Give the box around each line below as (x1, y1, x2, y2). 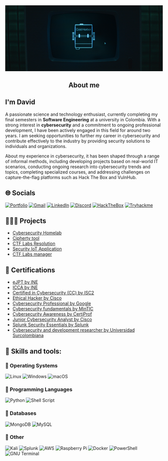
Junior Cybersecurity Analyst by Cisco (12, 317, 92, 323)
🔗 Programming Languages (5, 386, 72, 393)
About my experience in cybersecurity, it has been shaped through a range (5, 153, 160, 159)
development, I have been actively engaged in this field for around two (5, 127, 151, 133)
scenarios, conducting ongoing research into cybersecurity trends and (5, 164, 151, 170)
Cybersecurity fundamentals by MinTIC (12, 306, 93, 312)
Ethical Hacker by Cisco (12, 295, 62, 301)
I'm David (5, 98, 35, 106)
